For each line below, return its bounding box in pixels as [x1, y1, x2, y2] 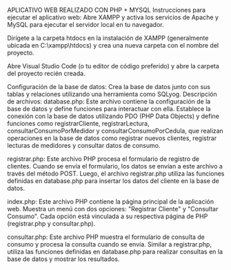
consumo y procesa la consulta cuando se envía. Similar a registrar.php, [7, 240, 212, 248]
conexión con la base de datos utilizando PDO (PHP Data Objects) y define [7, 112, 219, 120]
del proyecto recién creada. [7, 69, 86, 77]
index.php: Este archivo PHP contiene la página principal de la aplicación [7, 197, 214, 206]
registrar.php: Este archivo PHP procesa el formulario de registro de [7, 155, 200, 163]
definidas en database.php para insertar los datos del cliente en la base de [7, 177, 219, 185]
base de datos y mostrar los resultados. [7, 255, 120, 263]
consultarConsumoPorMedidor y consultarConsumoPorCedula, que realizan [7, 127, 224, 135]
